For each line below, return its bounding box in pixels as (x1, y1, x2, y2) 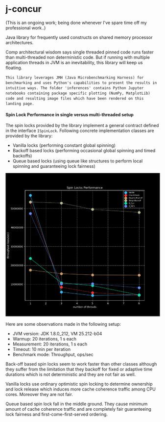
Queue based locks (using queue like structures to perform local (12, 158, 143, 164)
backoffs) (12, 153, 32, 159)
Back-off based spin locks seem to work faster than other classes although (5, 361, 157, 367)
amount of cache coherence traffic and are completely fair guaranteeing (5, 406, 151, 412)
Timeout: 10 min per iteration (12, 346, 71, 352)
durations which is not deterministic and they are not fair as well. (5, 371, 136, 377)
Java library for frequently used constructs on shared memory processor (5, 34, 153, 40)
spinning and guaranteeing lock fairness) (12, 163, 96, 169)
